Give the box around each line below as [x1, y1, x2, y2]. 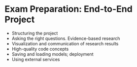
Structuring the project [11, 30, 58, 36]
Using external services [11, 56, 60, 62]
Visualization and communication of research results [11, 40, 119, 46]
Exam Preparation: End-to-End [4, 3, 133, 15]
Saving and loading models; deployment [11, 51, 94, 57]
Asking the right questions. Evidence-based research [11, 35, 120, 41]
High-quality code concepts [11, 46, 69, 52]
